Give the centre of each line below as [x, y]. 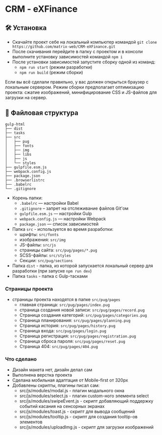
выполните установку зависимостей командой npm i [67, 57]
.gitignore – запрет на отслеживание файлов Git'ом [74, 208]
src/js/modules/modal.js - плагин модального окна [72, 391]
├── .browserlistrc [25, 180]
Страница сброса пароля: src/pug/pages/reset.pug [72, 341]
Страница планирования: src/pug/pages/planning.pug [75, 321]
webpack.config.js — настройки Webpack [63, 218]
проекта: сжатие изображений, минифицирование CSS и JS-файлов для [81, 92]
